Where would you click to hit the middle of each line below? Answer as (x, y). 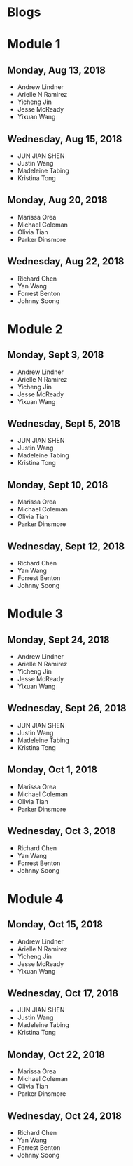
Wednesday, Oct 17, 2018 (63, 993)
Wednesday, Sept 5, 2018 (64, 424)
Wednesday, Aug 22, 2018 (66, 261)
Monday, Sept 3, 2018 (56, 355)
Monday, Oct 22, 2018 (56, 1054)
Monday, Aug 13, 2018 (57, 70)
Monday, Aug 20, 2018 (57, 200)
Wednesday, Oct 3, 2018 (62, 831)
